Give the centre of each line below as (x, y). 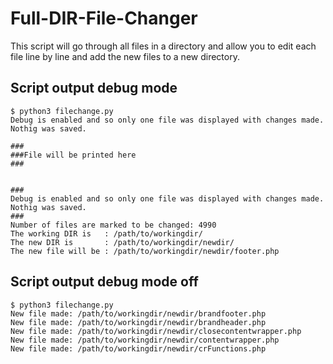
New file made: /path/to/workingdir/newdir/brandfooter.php (138, 313)
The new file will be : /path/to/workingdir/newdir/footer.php (145, 251)
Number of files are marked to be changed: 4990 (113, 225)
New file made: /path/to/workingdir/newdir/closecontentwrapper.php (156, 331)
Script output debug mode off (104, 282)
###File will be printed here (73, 155)
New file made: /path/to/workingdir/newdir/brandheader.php (138, 322)
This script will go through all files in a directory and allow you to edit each (163, 46)
